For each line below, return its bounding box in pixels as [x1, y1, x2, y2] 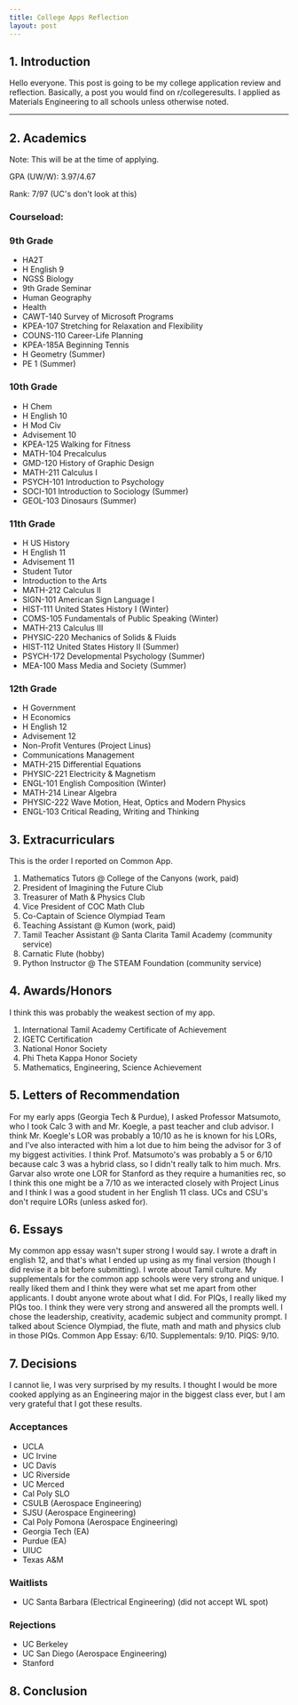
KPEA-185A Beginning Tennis [21, 339, 129, 351]
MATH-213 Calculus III [21, 623, 104, 633]
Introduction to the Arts [21, 575, 107, 586]
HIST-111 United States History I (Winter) [21, 603, 169, 614]
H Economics [21, 712, 71, 723]
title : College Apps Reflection [9, 12, 129, 22]
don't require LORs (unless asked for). [9, 1196, 148, 1207]
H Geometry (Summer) [21, 349, 106, 360]
